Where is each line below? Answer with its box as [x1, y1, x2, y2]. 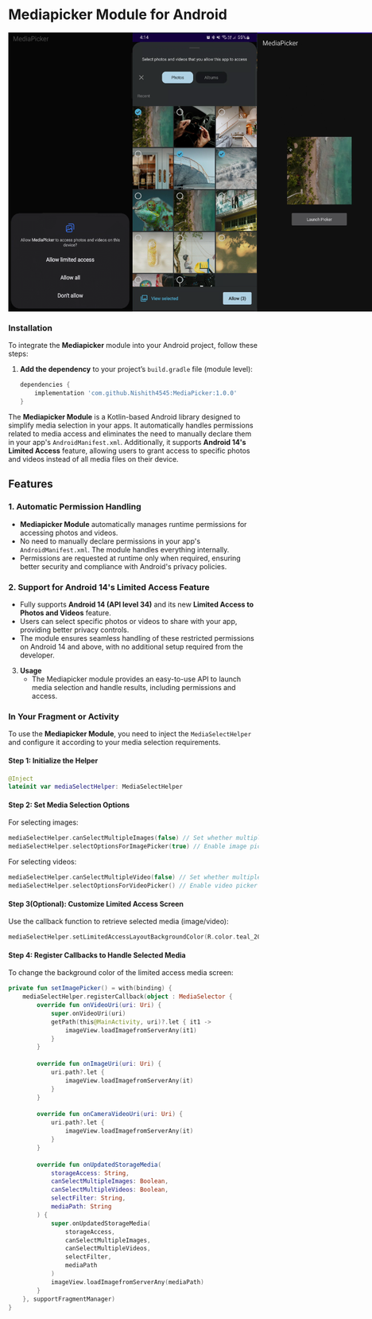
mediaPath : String [50, 1203, 112, 1211]
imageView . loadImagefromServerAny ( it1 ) [64, 1026, 197, 1034]
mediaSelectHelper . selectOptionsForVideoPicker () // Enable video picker [8, 882, 258, 890]
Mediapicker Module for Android [8, 6, 228, 24]
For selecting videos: [8, 857, 77, 867]
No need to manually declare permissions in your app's [19, 536, 201, 546]
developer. [19, 650, 55, 660]
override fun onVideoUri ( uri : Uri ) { [37, 1001, 161, 1009]
